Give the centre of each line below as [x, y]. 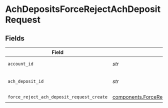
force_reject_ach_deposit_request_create [58, 97]
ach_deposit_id [26, 81]
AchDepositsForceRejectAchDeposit [83, 9]
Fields [15, 38]
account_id [20, 64]
